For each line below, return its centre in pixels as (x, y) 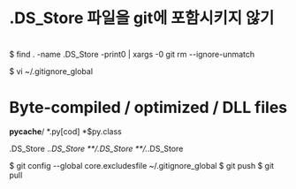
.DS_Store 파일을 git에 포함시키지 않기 (142, 18)
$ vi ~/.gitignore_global (51, 72)
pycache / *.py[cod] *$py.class (65, 132)
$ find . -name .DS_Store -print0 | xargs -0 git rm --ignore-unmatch (132, 55)
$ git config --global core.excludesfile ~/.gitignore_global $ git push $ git (142, 166)
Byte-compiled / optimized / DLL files (148, 107)
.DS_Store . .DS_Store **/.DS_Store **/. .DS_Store (96, 149)
